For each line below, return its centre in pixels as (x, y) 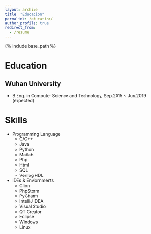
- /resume (19, 32)
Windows (29, 222)
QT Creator (31, 211)
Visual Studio (33, 206)
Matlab (26, 155)
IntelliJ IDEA (31, 201)
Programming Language (36, 134)
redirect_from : (20, 28)
